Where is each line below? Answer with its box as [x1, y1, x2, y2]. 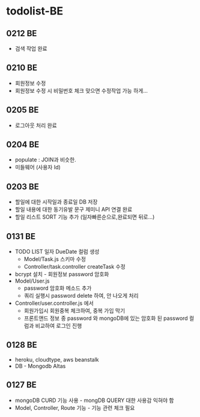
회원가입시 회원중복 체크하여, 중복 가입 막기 [23, 307, 126, 315]
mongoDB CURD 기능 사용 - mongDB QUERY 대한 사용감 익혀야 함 [14, 397, 174, 404]
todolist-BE [6, 4, 64, 18]
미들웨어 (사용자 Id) [14, 164, 61, 171]
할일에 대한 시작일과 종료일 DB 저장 [14, 198, 98, 205]
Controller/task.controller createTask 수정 [23, 263, 126, 271]
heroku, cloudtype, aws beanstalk [14, 356, 99, 363]
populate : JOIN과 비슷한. [14, 156, 76, 163]
